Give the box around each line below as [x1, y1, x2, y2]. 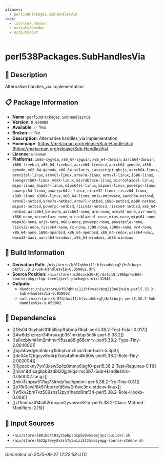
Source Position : [12, 271, 46, 277]
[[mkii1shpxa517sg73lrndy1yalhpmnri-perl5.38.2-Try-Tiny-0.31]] [12, 379, 140, 385]
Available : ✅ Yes [12, 124, 46, 130]
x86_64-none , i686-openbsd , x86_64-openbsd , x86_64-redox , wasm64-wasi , [12, 229, 155, 235]
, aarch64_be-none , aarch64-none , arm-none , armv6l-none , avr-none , [25, 208, 157, 214]
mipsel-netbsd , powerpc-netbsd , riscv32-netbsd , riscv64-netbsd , [12, 203, 142, 209]
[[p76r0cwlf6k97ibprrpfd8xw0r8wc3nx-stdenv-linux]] [12, 384, 121, 390]
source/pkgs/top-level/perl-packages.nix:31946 [12, 276, 111, 281]
